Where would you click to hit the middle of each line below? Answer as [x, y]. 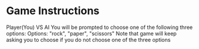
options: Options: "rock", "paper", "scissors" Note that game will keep [91, 33]
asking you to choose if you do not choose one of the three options [89, 40]
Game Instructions [53, 11]
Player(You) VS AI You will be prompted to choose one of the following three [99, 27]
